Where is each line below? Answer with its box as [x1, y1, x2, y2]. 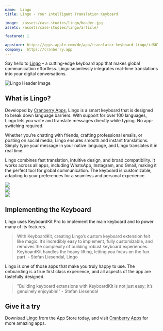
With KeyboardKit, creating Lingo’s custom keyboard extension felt [16, 233, 150, 239]
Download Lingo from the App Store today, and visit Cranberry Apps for [5, 315, 148, 321]
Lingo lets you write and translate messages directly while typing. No [5, 117, 143, 123]
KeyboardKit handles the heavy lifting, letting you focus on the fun [16, 249, 149, 255]
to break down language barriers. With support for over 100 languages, [5, 112, 147, 118]
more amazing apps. [5, 320, 46, 326]
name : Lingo [5, 7, 32, 12]
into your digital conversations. [5, 71, 67, 76]
